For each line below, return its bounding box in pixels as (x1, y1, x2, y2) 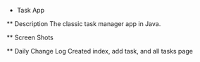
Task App (16, 6, 45, 14)
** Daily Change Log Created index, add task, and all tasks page (6, 47, 193, 55)
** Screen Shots (6, 33, 54, 42)
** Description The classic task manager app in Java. (6, 20, 161, 27)
